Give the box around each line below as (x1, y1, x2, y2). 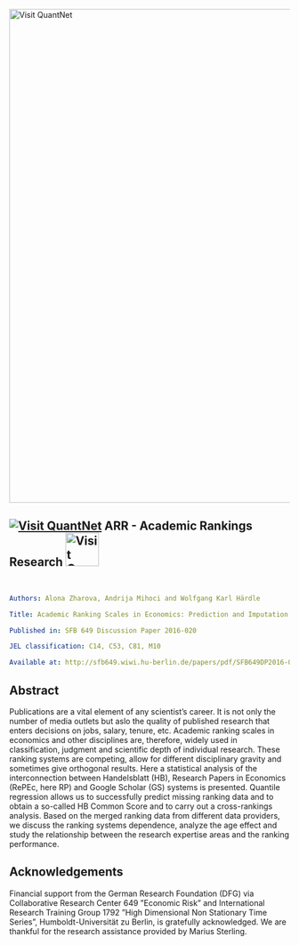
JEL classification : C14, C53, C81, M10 (9, 642, 162, 651)
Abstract (9, 682, 60, 698)
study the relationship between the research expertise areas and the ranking (9, 829, 290, 840)
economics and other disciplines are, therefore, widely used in (9, 735, 238, 745)
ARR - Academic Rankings (104, 519, 253, 534)
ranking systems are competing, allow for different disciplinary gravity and (9, 754, 282, 764)
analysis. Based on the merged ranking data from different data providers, (9, 811, 280, 820)
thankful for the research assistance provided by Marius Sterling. (9, 925, 247, 936)
